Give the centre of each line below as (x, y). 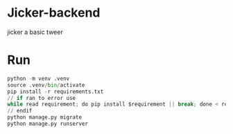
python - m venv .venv (38, 78)
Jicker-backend (54, 13)
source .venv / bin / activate (46, 85)
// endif (20, 111)
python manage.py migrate (44, 117)
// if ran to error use (42, 98)
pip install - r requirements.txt (55, 92)
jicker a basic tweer (35, 32)
